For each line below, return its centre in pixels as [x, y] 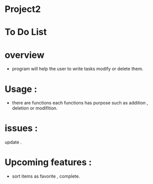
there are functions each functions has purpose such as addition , [80, 103]
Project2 [23, 9]
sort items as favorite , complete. [46, 176]
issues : [21, 128]
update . [13, 142]
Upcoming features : [48, 162]
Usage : [21, 89]
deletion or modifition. [35, 108]
